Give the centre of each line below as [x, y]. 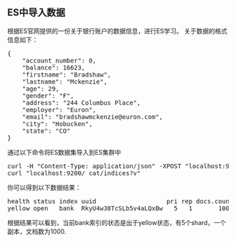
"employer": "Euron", [59, 110]
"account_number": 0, [59, 60]
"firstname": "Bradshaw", [67, 75]
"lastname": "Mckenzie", [65, 82]
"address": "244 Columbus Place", [81, 103]
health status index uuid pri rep [100, 201]
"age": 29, [41, 89]
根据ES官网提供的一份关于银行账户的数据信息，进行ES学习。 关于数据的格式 [117, 31]
